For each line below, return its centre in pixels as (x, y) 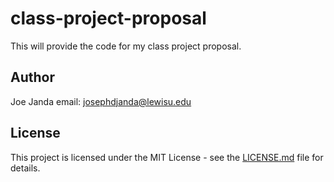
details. (25, 168)
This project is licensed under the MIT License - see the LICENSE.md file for (167, 157)
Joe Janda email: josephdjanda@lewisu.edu (101, 101)
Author (32, 77)
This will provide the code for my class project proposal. (126, 46)
